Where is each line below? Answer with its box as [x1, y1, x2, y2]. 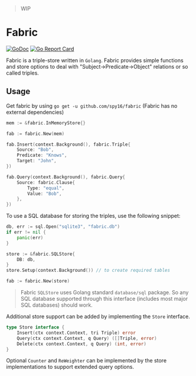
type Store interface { [6, 324, 65, 330]
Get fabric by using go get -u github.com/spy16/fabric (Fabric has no [6, 102, 178, 109]
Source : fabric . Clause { [17, 179, 76, 185]
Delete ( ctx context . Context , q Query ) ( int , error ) [17, 340, 146, 347]
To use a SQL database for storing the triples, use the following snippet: [6, 213, 181, 220]
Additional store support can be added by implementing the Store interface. [6, 313, 190, 320]
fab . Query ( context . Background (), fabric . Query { [6, 174, 126, 180]
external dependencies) [6, 108, 64, 115]
